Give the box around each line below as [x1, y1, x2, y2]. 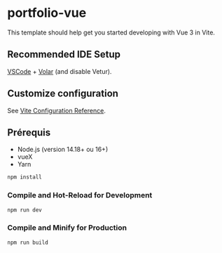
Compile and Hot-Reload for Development [7, 190, 153, 200]
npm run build [7, 239, 49, 246]
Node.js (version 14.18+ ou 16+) [17, 145, 109, 154]
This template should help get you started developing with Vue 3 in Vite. [7, 28, 216, 37]
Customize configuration [7, 88, 119, 100]
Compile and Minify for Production [7, 223, 127, 233]
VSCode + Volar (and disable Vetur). [7, 67, 112, 75]
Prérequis [7, 126, 51, 138]
